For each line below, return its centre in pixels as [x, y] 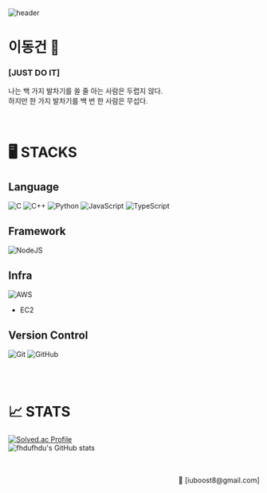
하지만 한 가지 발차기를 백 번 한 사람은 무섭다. [79, 101]
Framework [37, 231]
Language [34, 187]
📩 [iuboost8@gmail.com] [219, 480]
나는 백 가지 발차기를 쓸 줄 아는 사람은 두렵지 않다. [86, 91]
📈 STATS [39, 412]
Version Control [48, 335]
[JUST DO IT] [34, 73]
